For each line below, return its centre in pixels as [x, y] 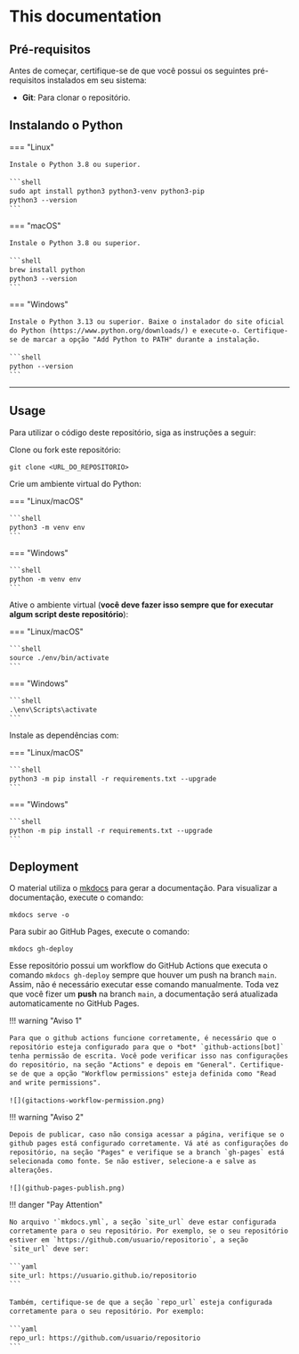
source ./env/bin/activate [59, 657]
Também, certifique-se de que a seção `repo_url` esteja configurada [141, 1303]
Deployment [44, 867]
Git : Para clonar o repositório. [76, 97]
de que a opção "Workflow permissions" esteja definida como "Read [149, 1074]
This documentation [85, 17]
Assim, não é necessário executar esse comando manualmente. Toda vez [144, 985]
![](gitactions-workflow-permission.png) [87, 1101]
